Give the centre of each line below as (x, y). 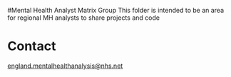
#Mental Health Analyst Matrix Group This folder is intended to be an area (116, 10)
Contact (32, 46)
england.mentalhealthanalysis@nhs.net (65, 66)
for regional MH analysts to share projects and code (84, 18)
